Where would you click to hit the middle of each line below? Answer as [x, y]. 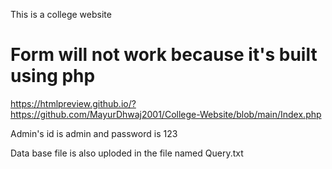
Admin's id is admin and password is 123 [94, 133]
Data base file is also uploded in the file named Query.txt [127, 153]
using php [53, 76]
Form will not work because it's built [164, 55]
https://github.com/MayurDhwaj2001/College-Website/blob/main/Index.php [166, 114]
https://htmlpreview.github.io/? [73, 103]
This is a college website [61, 14]
